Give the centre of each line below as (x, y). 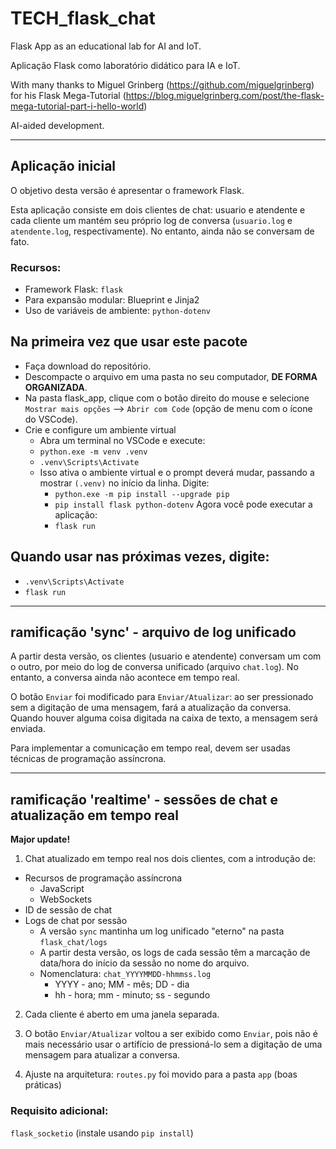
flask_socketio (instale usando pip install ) (102, 1133)
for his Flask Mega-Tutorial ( (68, 95)
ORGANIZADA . (56, 387)
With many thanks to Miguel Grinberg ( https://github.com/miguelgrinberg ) (162, 84)
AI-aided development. (57, 125)
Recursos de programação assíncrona (103, 878)
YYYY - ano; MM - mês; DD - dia (122, 984)
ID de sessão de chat (68, 910)
